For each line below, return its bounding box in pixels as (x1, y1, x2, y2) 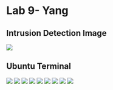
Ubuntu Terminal (6, 61, 71, 72)
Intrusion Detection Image (6, 28, 108, 38)
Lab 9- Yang (6, 4, 69, 18)
